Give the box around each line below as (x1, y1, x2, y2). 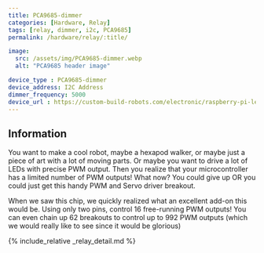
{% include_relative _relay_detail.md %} (8, 237, 136, 246)
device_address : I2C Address (8, 83, 104, 91)
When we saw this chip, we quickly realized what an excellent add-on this (8, 197, 247, 206)
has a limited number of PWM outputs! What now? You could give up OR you (8, 173, 256, 183)
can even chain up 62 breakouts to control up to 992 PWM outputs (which (8, 213, 248, 222)
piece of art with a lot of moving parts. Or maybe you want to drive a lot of (8, 156, 248, 165)
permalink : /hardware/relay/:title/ (8, 33, 128, 42)
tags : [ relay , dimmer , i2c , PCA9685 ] (8, 26, 132, 34)
